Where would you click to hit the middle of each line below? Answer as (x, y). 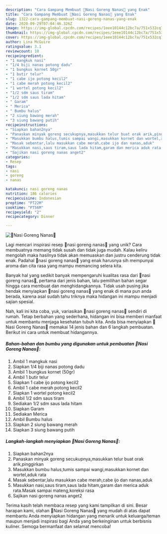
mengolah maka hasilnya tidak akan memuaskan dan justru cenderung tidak (83, 255)
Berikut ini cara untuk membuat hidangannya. (52, 332)
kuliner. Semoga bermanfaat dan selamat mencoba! (58, 527)
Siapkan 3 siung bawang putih (44, 430)
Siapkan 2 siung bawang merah (45, 425)
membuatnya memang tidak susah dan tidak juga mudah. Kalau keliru (77, 250)
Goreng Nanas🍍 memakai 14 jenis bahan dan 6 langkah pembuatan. (85, 327)
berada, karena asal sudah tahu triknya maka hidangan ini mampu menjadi (82, 296)
